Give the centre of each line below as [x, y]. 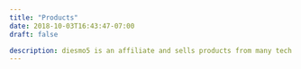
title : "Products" [44, 17]
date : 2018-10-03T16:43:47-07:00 [72, 26]
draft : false [34, 34]
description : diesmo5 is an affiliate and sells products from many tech [151, 50]
